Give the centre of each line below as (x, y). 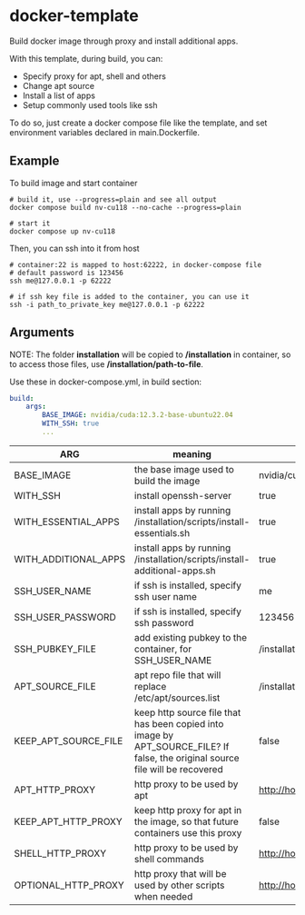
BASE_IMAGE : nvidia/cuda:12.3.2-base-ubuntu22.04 (138, 415)
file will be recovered (179, 769)
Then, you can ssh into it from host (74, 248)
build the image (167, 481)
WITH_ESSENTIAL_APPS (67, 522)
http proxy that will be (181, 873)
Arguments (42, 333)
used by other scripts (180, 885)
